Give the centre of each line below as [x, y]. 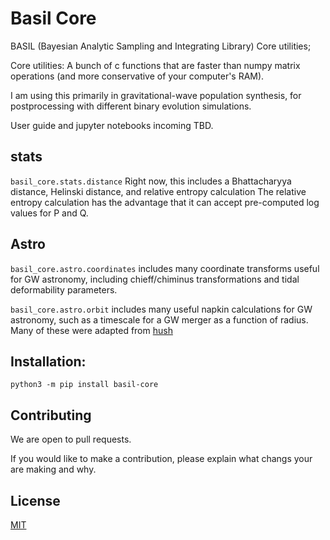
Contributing [51, 415]
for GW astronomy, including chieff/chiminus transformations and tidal [155, 279]
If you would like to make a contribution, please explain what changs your [161, 459]
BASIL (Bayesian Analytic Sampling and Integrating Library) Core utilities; [161, 46]
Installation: [48, 361]
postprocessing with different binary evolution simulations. [131, 106]
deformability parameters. [64, 289]
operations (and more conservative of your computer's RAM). [137, 76]
